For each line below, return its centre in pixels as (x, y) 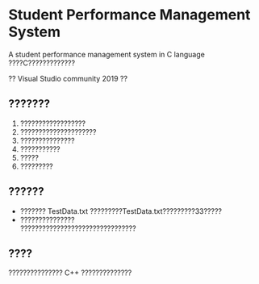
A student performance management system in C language (107, 54)
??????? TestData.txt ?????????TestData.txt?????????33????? (121, 211)
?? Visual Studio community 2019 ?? (68, 78)
